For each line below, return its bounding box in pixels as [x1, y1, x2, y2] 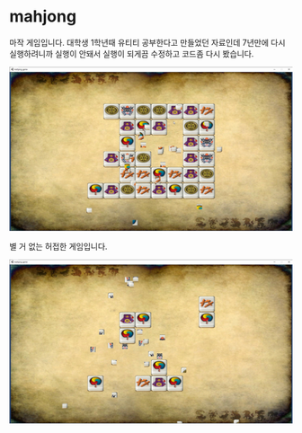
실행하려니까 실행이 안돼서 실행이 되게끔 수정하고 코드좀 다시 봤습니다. [9, 48, 254, 59]
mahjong [9, 6, 77, 27]
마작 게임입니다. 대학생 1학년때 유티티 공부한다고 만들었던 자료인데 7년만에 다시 [9, 37, 286, 48]
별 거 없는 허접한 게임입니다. [9, 241, 108, 252]
